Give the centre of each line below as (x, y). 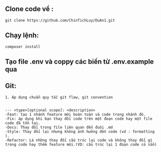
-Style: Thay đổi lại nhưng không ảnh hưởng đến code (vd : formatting (80, 131)
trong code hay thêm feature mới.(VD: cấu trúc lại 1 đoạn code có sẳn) (81, 144)
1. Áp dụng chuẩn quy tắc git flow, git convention (59, 97)
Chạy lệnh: (22, 36)
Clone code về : (29, 9)
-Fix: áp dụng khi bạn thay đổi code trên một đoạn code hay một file (79, 119)
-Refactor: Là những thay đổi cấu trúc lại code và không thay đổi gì (79, 140)
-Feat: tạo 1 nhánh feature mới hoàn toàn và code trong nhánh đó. (76, 114)
